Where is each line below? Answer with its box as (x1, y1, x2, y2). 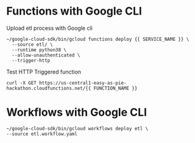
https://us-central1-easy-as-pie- (38, 80, 127, 86)
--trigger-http (12, 57, 51, 63)
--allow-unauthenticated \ (12, 52, 80, 58)
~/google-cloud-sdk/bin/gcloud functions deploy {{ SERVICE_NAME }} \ (6, 36, 190, 42)
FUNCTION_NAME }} (93, 85, 138, 91)
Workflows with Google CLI (6, 105, 147, 119)
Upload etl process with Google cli (6, 24, 93, 32)
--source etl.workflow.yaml (6, 131, 78, 137)
